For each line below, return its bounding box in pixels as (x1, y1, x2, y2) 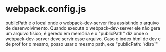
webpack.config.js (5, 3, 86, 15)
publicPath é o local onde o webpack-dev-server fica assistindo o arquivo (5, 20, 159, 26)
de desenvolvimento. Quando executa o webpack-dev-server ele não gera (5, 25, 160, 31)
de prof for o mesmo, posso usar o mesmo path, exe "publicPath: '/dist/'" (5, 41, 158, 47)
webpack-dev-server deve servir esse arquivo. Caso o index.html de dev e (5, 36, 161, 42)
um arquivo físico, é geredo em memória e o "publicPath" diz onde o (5, 30, 148, 36)
